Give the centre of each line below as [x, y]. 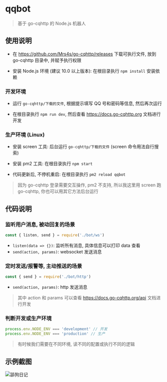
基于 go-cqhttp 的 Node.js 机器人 [52, 23]
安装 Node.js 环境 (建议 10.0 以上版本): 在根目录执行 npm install [79, 71]
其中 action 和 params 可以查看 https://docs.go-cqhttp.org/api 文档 [87, 298]
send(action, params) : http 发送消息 [50, 287]
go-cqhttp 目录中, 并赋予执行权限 [47, 60]
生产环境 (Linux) [25, 135]
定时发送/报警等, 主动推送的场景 [44, 266]
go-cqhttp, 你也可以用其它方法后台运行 [58, 192]
